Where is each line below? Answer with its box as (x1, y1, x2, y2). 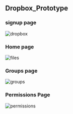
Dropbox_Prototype (5, 4, 68, 13)
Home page (5, 43, 34, 50)
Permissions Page (5, 91, 50, 98)
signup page (5, 19, 37, 26)
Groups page (5, 67, 38, 74)
